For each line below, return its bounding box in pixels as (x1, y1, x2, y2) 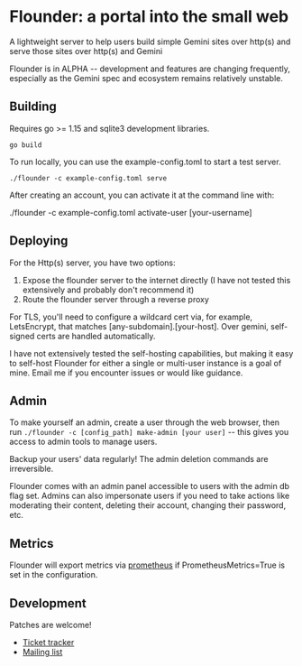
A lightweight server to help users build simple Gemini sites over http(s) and (9, 36, 291, 47)
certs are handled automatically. (36, 330, 156, 341)
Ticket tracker (22, 637, 75, 647)
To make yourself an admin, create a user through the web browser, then (9, 417, 280, 428)
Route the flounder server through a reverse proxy (22, 293, 210, 304)
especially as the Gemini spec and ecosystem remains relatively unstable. (9, 72, 284, 83)
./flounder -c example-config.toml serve (9, 173, 168, 182)
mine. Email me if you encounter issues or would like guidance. (9, 367, 243, 378)
